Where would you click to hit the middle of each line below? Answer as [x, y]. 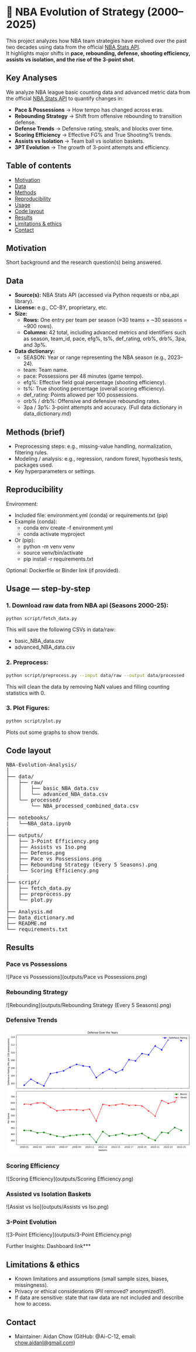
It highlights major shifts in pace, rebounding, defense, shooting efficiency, [98, 53]
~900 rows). [38, 326]
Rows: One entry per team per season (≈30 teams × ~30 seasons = [105, 320]
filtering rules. [31, 452]
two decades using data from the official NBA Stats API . [73, 47]
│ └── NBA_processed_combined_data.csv [73, 806]
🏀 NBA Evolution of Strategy [75, 12]
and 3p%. [35, 345]
